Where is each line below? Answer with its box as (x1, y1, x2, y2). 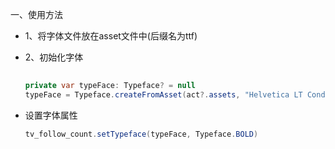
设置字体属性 (24, 109, 78, 121)
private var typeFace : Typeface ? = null (24, 80, 196, 90)
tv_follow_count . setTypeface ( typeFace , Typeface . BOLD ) (24, 129, 259, 139)
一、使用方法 (10, 9, 63, 20)
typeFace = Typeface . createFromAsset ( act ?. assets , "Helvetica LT (24, 89, 303, 100)
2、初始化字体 (24, 51, 84, 63)
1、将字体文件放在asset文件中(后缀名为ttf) (24, 30, 198, 42)
